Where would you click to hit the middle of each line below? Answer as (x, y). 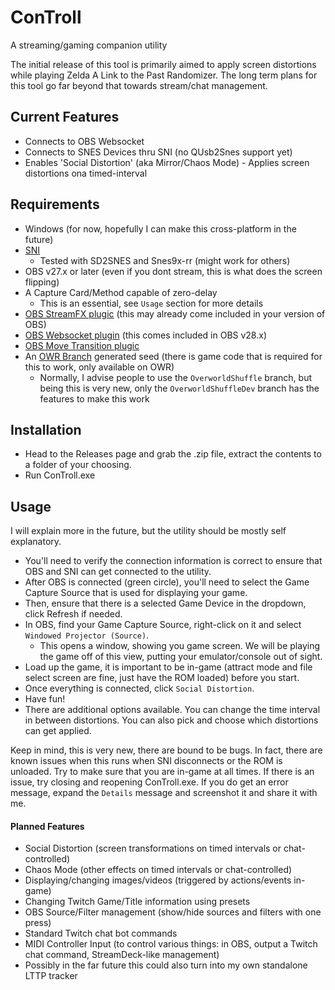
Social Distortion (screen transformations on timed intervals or (153, 848)
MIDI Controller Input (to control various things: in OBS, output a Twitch (171, 944)
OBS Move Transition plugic (82, 345)
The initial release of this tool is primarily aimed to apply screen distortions (163, 64)
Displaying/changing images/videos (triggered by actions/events (158, 880)
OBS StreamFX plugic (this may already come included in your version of (175, 313)
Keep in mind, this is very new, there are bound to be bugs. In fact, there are (166, 750)
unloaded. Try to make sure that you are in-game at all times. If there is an (162, 772)
